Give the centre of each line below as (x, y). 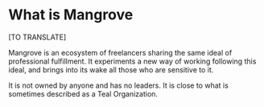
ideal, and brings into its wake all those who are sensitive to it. (111, 69)
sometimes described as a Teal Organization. (83, 93)
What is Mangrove (71, 15)
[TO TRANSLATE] (37, 37)
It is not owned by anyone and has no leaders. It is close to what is (119, 85)
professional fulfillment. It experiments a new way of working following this (132, 61)
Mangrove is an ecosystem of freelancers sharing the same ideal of (120, 52)
